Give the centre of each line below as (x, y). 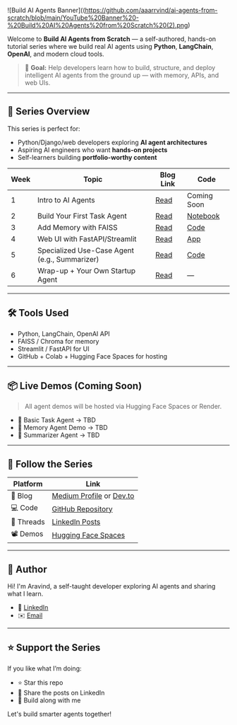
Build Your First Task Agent (82, 216)
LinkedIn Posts (76, 522)
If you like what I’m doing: (45, 668)
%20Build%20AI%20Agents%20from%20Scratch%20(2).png (98, 25)
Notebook (203, 216)
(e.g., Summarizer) (68, 259)
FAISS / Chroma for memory (58, 341)
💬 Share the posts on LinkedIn (61, 692)
